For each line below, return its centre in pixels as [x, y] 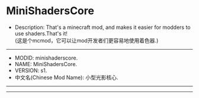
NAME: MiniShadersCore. [46, 64]
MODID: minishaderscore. [46, 58]
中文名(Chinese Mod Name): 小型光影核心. [66, 77]
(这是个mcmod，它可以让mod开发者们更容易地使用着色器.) [86, 40]
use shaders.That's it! [41, 33]
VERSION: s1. [31, 70]
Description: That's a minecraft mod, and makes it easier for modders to [102, 27]
